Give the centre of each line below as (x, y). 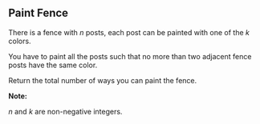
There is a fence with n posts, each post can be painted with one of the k (129, 32)
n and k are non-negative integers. (65, 111)
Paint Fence (39, 13)
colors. (20, 41)
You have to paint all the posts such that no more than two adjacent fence (130, 56)
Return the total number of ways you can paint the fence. (103, 80)
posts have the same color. (53, 65)
